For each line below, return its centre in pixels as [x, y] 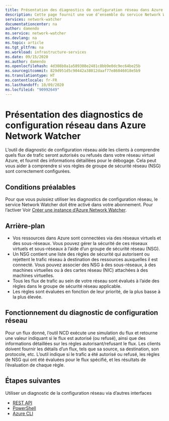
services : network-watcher [33, 19]
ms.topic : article [24, 43]
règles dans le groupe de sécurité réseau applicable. [67, 286]
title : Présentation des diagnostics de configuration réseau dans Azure [84, 10]
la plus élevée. [27, 297]
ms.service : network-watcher [36, 33]
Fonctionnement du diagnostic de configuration [82, 313]
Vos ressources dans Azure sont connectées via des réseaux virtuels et [87, 238]
